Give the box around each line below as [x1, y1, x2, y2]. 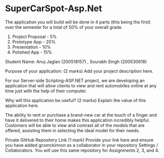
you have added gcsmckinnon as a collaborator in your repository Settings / [5, 142, 158, 148]
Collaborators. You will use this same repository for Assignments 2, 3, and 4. [5, 147, 160, 153]
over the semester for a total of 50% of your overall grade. [5, 24, 123, 30]
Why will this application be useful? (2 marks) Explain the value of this [5, 97, 146, 103]
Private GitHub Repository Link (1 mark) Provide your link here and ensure [5, 137, 154, 143]
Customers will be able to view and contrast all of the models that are [5, 122, 145, 128]
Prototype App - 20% [12, 39, 56, 44]
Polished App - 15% [12, 49, 52, 55]
